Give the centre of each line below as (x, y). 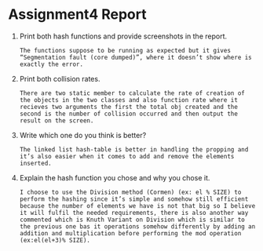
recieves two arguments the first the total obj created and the (128, 107)
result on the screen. (57, 120)
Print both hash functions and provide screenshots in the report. (123, 36)
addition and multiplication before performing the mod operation (130, 233)
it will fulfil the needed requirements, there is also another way (134, 213)
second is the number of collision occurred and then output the (128, 114)
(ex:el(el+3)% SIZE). (55, 240)
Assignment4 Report (77, 15)
